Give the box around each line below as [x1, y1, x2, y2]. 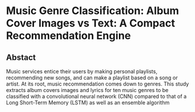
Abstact [6, 52, 36, 62]
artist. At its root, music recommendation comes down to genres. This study [6, 80, 189, 87]
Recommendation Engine [6, 29, 131, 42]
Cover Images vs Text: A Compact [6, 16, 176, 30]
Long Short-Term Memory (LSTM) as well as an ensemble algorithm [6, 99, 170, 106]
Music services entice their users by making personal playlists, [6, 68, 158, 74]
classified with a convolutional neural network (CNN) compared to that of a [6, 93, 187, 100]
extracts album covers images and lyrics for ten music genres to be [6, 87, 169, 93]
